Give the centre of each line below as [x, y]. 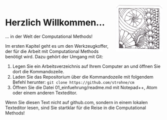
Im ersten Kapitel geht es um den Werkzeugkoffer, [57, 46]
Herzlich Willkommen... [55, 23]
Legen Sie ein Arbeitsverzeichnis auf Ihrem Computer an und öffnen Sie [86, 66]
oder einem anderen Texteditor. [45, 93]
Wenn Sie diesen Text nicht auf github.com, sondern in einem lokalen [76, 102]
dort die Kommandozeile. [38, 71]
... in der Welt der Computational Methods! [49, 36]
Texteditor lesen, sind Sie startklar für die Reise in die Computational [76, 108]
